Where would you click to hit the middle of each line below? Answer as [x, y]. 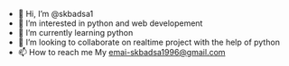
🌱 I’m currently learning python [75, 33]
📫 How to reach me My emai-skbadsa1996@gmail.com [121, 52]
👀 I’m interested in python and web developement [110, 23]
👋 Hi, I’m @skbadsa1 [56, 14]
